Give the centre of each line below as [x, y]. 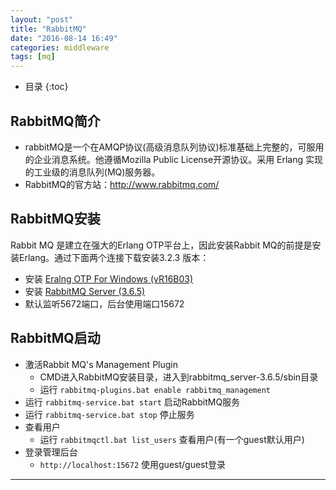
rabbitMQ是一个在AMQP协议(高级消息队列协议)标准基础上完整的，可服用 [174, 147]
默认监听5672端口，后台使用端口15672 [104, 303]
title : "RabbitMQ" [48, 29]
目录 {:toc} [46, 87]
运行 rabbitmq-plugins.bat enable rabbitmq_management [155, 389]
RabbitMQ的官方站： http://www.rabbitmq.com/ [122, 184]
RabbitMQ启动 [55, 338]
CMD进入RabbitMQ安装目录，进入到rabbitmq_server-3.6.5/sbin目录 [179, 377]
